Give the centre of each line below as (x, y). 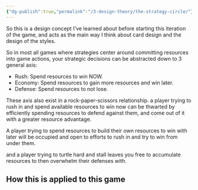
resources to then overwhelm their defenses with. (66, 160)
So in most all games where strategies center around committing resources (97, 52)
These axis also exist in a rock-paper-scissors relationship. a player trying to (99, 100)
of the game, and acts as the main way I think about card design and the (94, 35)
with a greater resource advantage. (49, 119)
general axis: (22, 65)
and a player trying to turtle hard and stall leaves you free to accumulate (93, 155)
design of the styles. (31, 41)
